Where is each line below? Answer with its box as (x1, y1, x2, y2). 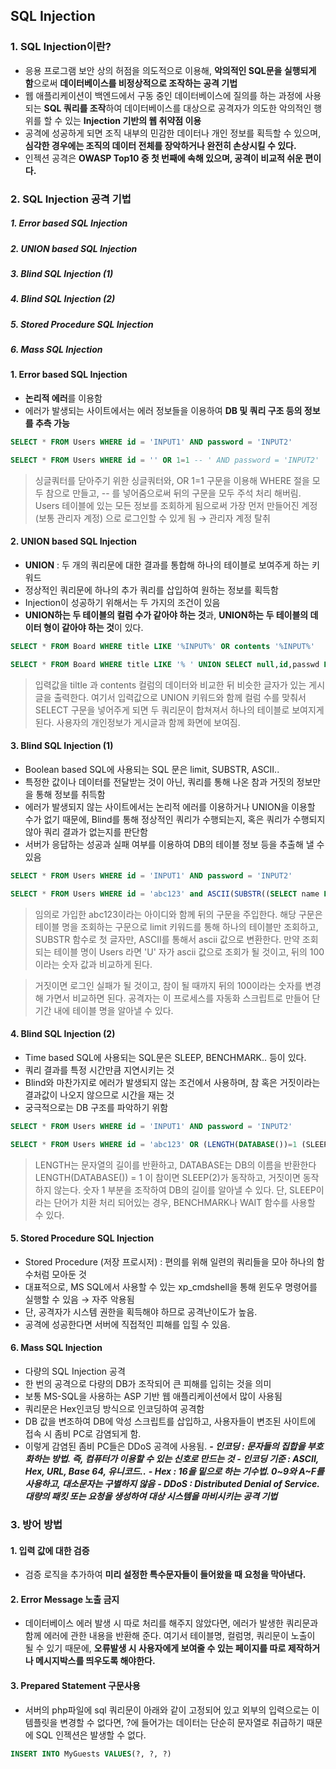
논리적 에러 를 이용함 (24, 392, 103, 404)
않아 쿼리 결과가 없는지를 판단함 (24, 825, 148, 838)
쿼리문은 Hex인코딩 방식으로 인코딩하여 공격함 (24, 1403, 205, 1415)
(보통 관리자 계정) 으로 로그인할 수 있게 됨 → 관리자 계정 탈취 (34, 512, 271, 524)
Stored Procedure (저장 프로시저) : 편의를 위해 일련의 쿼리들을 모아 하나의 (24, 1255, 315, 1268)
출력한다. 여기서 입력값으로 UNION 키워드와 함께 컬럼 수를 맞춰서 (53, 691, 307, 703)
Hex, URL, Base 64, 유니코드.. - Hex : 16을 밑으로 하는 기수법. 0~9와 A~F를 (24, 1465, 325, 1478)
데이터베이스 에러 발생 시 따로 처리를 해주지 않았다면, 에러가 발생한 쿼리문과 (24, 1617, 319, 1629)
